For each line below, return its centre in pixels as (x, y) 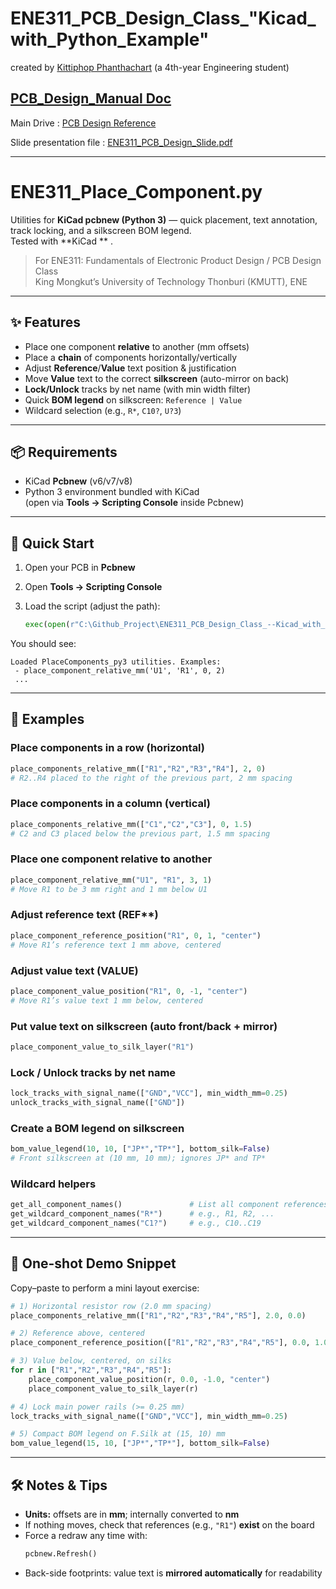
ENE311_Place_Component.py (136, 191)
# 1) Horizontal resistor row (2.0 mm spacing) (111, 1306)
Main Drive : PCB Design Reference (83, 123)
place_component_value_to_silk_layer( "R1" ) (102, 1047)
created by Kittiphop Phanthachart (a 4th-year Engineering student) (150, 67)
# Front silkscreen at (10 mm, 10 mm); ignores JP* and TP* (138, 1158)
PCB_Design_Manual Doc (91, 98)
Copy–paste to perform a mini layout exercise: (105, 1288)
